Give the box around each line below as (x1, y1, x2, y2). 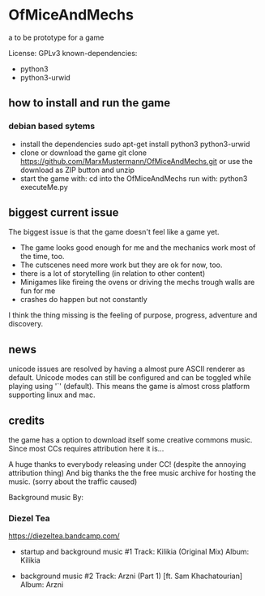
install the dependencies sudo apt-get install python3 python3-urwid (19, 139, 250, 149)
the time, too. (19, 252, 65, 261)
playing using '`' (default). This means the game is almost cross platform (8, 382, 250, 391)
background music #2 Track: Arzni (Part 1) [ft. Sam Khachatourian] (19, 571, 243, 581)
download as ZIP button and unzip (19, 165, 135, 175)
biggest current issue (8, 205, 119, 220)
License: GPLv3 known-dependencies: (8, 48, 138, 58)
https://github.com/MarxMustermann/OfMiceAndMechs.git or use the (19, 156, 254, 166)
